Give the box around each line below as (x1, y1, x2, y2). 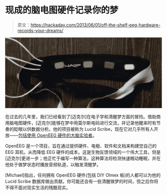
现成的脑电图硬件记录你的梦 (5, 4, 119, 16)
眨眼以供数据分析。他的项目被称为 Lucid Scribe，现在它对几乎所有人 (13, 126, 154, 132)
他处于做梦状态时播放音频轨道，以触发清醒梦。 (5, 161, 101, 167)
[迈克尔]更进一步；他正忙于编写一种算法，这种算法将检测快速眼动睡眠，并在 (5, 155, 161, 161)
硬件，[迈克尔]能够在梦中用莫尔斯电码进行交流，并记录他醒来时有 (22, 120, 157, 126)
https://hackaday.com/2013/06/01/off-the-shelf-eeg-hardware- (30, 22, 161, 28)
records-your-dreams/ (17, 27, 64, 33)
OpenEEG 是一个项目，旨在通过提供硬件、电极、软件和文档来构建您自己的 (5, 143, 157, 149)
